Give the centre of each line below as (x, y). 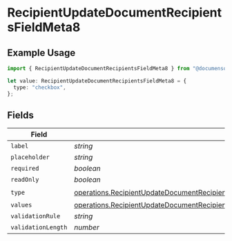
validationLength (39, 228)
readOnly (25, 180)
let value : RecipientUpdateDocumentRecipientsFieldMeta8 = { (97, 81)
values (21, 205)
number (86, 227)
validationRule (36, 216)
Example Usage (41, 53)
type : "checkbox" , (40, 87)
